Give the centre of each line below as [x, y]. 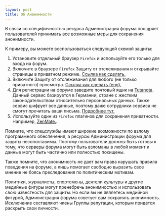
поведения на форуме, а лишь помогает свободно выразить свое [75, 167]
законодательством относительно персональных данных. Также [81, 100]
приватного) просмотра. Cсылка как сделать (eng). [67, 84]
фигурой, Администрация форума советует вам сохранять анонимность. [83, 197]
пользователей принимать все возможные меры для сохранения [75, 34]
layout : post [19, 10]
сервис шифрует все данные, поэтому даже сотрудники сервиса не [84, 106]
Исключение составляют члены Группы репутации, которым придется [80, 203]
